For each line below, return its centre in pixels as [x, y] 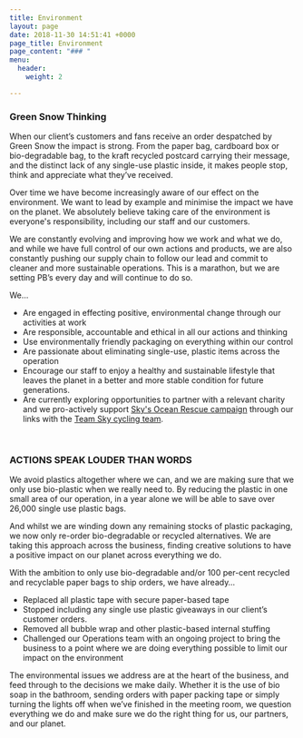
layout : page [34, 26]
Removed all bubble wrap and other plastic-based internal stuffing [146, 629]
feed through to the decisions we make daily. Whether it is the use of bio [145, 685]
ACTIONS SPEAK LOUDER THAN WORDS [101, 459]
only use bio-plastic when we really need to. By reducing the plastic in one [149, 489]
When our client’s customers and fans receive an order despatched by [141, 136]
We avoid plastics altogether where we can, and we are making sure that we [152, 480]
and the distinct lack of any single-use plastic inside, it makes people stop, [149, 165]
